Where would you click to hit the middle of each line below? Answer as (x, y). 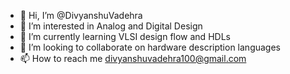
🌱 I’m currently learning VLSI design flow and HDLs (125, 36)
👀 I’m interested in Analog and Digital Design (111, 26)
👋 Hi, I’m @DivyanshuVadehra (81, 15)
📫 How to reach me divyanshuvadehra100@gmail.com (133, 58)
